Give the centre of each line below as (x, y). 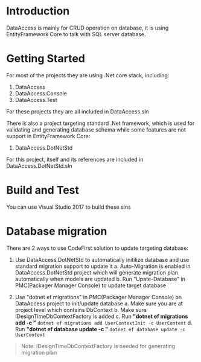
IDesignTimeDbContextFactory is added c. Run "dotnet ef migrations (101, 316)
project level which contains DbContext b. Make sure (81, 310)
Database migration (57, 231)
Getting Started (46, 59)
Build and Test (43, 190)
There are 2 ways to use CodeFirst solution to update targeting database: (97, 248)
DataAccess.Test (36, 100)
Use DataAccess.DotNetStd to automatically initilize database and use (102, 259)
